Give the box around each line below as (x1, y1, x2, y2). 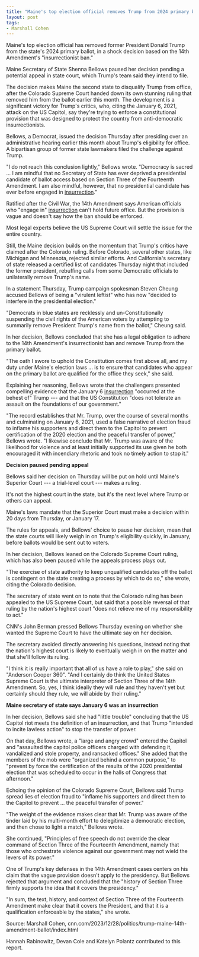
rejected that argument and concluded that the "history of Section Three (6, 878, 183, 885)
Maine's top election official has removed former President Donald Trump (6, 42, 185, 49)
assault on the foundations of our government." (6, 400, 121, 408)
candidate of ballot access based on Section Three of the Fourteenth (6, 176, 175, 183)
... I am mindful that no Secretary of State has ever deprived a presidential (6, 170, 187, 177)
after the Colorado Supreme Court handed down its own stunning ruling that (6, 90, 192, 97)
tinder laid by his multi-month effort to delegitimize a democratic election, (6, 817, 185, 825)
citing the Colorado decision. (6, 581, 77, 588)
